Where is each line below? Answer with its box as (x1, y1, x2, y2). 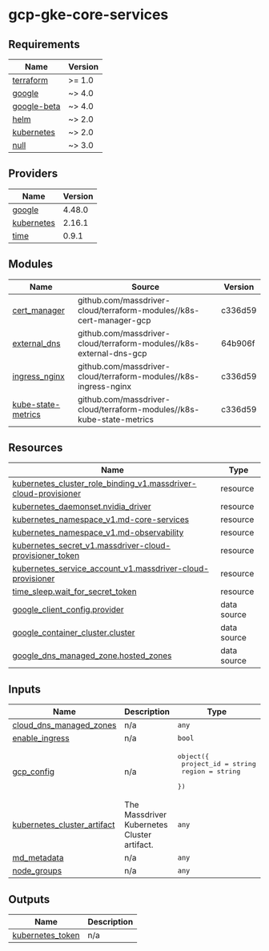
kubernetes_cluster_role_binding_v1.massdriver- (12, 478, 198, 489)
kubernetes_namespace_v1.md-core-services (12, 514, 190, 525)
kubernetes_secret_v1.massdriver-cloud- (12, 540, 171, 552)
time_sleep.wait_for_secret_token (12, 586, 138, 597)
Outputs (8, 893, 50, 906)
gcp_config (12, 766, 54, 777)
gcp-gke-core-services (8, 6, 169, 24)
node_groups (12, 865, 62, 877)
